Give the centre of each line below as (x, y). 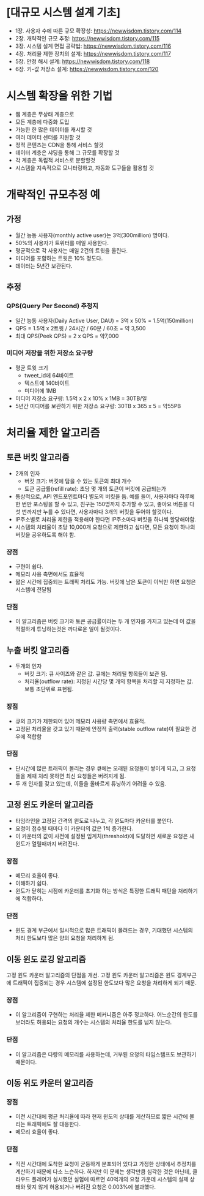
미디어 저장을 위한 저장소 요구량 (50, 353)
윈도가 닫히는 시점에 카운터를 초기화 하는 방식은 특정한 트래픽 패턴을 (96, 891)
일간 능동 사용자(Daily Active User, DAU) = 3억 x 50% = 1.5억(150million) (104, 320)
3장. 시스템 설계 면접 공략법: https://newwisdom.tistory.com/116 (93, 46)
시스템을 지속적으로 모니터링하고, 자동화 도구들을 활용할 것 (85, 168)
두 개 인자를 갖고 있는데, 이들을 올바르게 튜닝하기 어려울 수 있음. (91, 783)
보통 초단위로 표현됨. (49, 689)
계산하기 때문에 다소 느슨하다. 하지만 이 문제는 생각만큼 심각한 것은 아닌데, (103, 1171)
